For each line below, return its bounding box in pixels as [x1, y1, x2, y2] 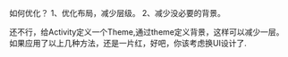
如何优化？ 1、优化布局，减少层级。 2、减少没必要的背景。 [9, 8, 226, 18]
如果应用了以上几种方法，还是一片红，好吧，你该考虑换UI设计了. [9, 38, 248, 48]
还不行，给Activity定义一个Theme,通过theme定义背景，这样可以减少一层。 [9, 27, 284, 37]
